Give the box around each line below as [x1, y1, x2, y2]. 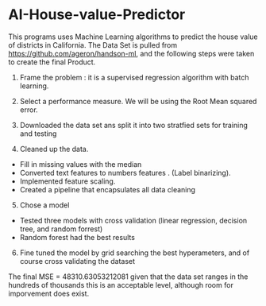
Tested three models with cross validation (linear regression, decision [19, 215, 248, 225]
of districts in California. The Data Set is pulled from [8, 40, 178, 49]
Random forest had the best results [19, 232, 135, 242]
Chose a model [19, 200, 70, 210]
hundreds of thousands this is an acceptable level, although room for [8, 280, 234, 289]
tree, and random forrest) [19, 224, 103, 234]
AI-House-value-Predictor [8, 6, 186, 24]
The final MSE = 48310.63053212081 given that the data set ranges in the [8, 272, 249, 281]
